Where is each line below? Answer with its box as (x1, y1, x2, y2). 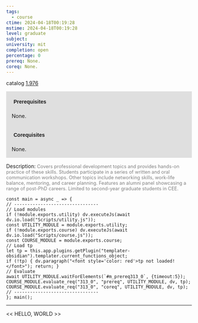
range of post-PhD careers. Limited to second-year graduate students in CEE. (6, 185, 179, 192)
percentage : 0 (6, 53, 41, 58)
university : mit (6, 42, 46, 48)
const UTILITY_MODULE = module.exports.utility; (6, 222, 128, 228)
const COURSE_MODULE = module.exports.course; (6, 237, 123, 244)
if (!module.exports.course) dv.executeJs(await (6, 227, 128, 233)
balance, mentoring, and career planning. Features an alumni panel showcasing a (6, 180, 187, 187)
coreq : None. (6, 63, 38, 70)
